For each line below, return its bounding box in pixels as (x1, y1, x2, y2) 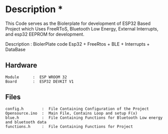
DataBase (5, 46, 26, 52)
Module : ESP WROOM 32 (5, 75, 67, 80)
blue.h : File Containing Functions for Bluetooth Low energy (5, 115, 163, 120)
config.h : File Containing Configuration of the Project (5, 106, 149, 111)
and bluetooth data (5, 119, 47, 125)
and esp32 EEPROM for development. (5, 31, 85, 37)
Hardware (5, 61, 37, 70)
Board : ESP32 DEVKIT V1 (5, 79, 74, 84)
